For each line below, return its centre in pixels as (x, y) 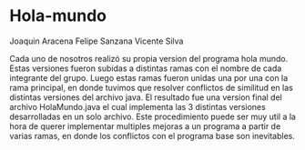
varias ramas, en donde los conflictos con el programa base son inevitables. (152, 135)
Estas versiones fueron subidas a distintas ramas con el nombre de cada (146, 68)
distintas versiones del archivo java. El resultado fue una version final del (146, 97)
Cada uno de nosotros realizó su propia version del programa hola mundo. (149, 58)
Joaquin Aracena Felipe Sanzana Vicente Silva (97, 41)
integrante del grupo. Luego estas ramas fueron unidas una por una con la (149, 77)
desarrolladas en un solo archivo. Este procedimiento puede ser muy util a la (152, 116)
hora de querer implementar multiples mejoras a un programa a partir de (145, 126)
